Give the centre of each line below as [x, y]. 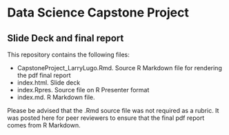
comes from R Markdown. [44, 125]
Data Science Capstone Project [98, 13]
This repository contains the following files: [68, 54]
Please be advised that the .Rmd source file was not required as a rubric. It [113, 111]
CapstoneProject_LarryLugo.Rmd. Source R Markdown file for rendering [119, 68]
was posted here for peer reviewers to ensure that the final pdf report [106, 118]
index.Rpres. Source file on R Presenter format [83, 90]
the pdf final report [44, 75]
